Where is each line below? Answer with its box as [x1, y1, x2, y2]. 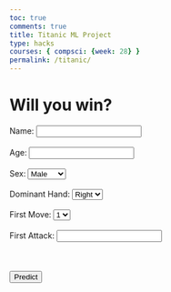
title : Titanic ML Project [9, 30, 112, 39]
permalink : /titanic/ [9, 55, 92, 65]
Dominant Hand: [9, 188, 71, 199]
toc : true [9, 13, 47, 23]
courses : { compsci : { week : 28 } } [9, 47, 141, 56]
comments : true [9, 22, 67, 31]
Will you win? [9, 95, 113, 116]
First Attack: [9, 229, 55, 241]
